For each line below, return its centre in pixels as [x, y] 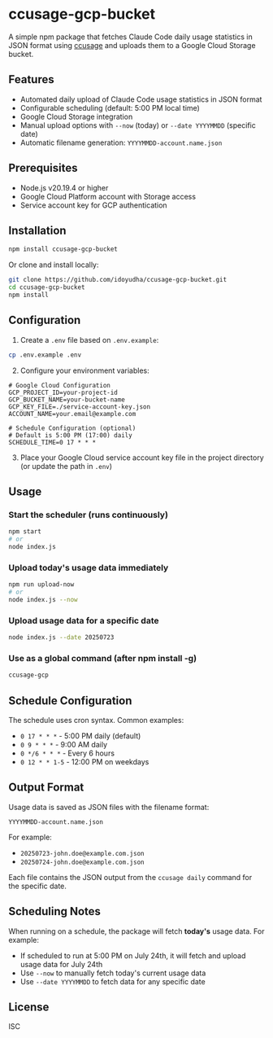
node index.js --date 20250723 [61, 637]
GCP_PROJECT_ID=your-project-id [63, 392]
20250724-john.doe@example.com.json [82, 862]
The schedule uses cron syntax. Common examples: [96, 720]
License [29, 1007]
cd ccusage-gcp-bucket [47, 287]
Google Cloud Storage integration [76, 116]
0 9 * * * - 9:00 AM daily [64, 744]
